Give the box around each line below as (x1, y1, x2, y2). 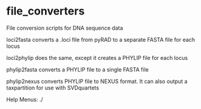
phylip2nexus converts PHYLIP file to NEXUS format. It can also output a (6, 78, 188, 85)
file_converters (6, 4, 85, 18)
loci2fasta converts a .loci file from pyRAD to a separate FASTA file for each (6, 36, 196, 43)
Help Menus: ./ (6, 96, 44, 103)
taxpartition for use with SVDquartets (6, 84, 99, 91)
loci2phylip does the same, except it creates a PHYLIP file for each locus (6, 54, 188, 61)
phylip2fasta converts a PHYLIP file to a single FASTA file (6, 65, 149, 73)
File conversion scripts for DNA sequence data (6, 24, 123, 31)
